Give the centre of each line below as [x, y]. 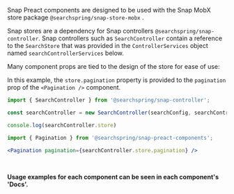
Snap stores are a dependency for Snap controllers [80, 31]
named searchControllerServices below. [65, 53]
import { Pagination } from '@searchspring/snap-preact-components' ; [110, 138]
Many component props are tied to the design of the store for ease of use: [114, 66]
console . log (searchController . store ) [62, 125]
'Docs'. [18, 184]
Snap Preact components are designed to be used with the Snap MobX [109, 10]
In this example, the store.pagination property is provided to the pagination [117, 80]
